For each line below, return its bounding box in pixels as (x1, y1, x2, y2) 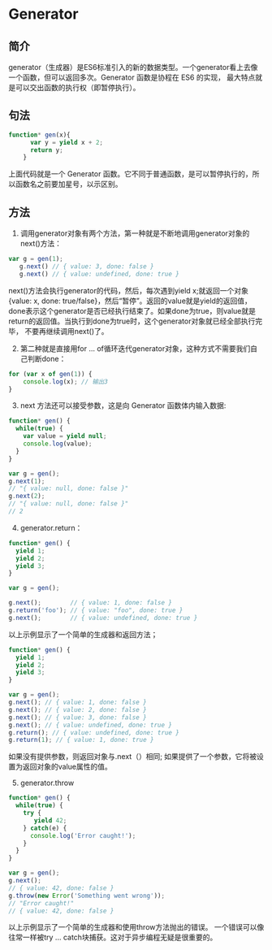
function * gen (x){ (8, 131, 71, 139)
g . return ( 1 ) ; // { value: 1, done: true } (8, 736, 154, 744)
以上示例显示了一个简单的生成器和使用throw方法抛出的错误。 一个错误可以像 (8, 922, 265, 932)
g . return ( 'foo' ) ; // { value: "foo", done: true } (8, 606, 183, 614)
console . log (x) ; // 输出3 (23, 377, 108, 386)
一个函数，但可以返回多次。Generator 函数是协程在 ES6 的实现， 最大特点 (8, 72, 256, 82)
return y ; (29, 145, 63, 154)
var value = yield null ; (23, 432, 107, 440)
